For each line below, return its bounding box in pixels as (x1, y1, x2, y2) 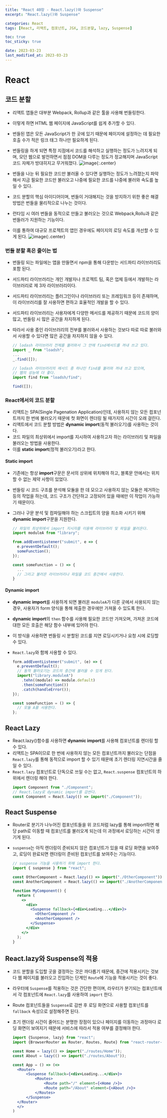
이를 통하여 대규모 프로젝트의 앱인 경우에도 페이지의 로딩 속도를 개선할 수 (12, 227, 154, 233)
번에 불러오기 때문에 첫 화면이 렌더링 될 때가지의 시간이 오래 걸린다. (31, 415, 162, 421)
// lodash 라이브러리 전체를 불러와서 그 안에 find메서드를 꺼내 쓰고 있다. (12, 343, 150, 348)
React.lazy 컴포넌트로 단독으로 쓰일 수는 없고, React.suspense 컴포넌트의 (12, 769, 157, 775)
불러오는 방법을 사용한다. (12, 440, 61, 446)
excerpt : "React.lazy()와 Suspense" (5, 12, 81, 17)
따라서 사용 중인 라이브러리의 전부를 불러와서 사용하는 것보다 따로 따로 (12, 327, 149, 333)
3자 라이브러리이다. (39, 283, 77, 289)
